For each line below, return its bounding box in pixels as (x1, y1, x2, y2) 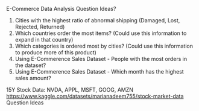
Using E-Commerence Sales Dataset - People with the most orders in (14, 55, 188, 62)
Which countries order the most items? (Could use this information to (14, 30, 187, 37)
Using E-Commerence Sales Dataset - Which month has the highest (14, 68, 184, 75)
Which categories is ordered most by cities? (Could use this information (14, 42, 193, 49)
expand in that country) (14, 36, 74, 43)
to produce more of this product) (14, 49, 96, 56)
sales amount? (14, 75, 51, 81)
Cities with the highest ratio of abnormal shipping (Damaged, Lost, (14, 17, 180, 24)
